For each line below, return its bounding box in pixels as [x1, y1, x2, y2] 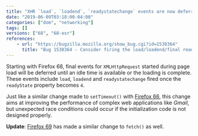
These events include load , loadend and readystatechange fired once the [6, 75, 181, 82]
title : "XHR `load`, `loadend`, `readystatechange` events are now [6, 8, 176, 15]
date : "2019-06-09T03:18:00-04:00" [6, 14, 94, 20]
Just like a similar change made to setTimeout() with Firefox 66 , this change [6, 93, 191, 100]
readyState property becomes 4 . [6, 81, 85, 89]
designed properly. [6, 111, 52, 118]
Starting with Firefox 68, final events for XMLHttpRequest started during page [6, 63, 190, 70]
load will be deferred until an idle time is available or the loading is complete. [6, 69, 192, 76]
